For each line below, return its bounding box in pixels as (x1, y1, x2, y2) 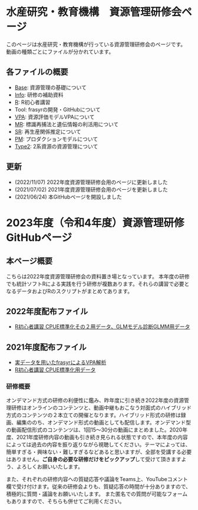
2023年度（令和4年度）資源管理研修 (6, 216, 184, 229)
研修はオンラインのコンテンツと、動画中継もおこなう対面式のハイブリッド (11, 404, 192, 412)
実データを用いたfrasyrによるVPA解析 (14, 359, 107, 366)
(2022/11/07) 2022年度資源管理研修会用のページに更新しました (14, 178, 168, 186)
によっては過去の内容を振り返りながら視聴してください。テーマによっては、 (6, 441, 191, 448)
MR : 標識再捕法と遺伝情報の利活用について (14, 120, 119, 127)
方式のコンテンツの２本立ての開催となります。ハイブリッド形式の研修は (6, 412, 181, 419)
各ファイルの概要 (6, 67, 68, 77)
